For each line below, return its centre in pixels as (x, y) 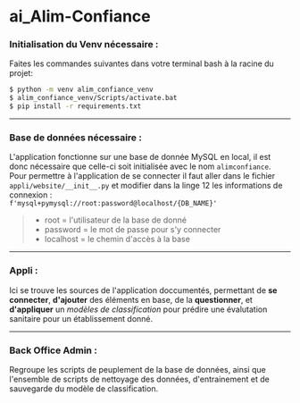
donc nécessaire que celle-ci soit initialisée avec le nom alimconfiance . (140, 166)
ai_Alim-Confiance (80, 17)
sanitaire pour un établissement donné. (81, 318)
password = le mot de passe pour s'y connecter (133, 230)
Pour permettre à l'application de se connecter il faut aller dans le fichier (142, 176)
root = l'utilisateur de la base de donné (116, 220)
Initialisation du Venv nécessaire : (84, 45)
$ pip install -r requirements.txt (75, 106)
